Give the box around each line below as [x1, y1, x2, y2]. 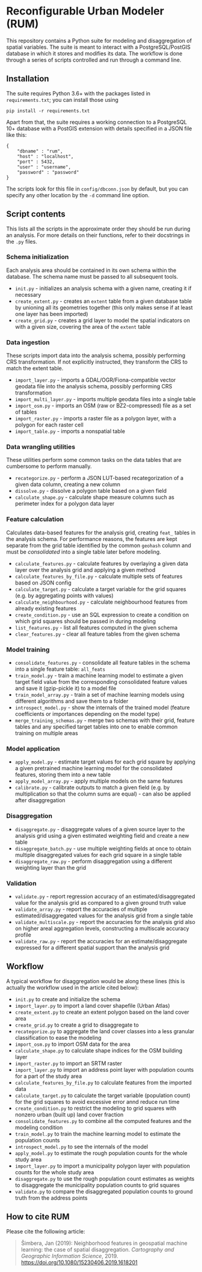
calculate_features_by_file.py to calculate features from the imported [14, 1078, 192, 1086]
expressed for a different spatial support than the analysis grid [14, 944, 170, 951]
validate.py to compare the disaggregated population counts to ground [14, 1188, 194, 1195]
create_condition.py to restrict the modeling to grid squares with [14, 1104, 176, 1112]
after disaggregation [14, 797, 66, 804]
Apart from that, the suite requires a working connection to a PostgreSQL [6, 118, 188, 125]
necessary [14, 291, 41, 298]
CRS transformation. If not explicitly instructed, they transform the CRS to [6, 358, 188, 365]
